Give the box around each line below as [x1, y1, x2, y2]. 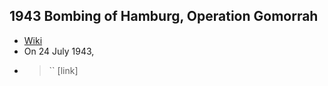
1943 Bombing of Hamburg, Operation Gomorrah [9, 8, 319, 25]
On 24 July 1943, [23, 45, 95, 57]
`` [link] [48, 64, 79, 76]
